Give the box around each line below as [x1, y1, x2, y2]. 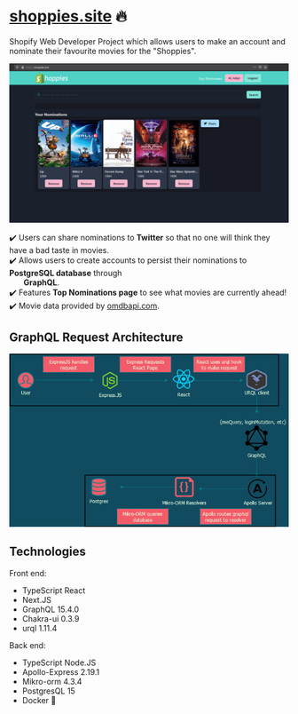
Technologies [9, 544, 87, 559]
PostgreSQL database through [9, 268, 122, 279]
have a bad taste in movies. [9, 245, 109, 256]
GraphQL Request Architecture [9, 329, 184, 345]
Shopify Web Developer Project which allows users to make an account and [9, 36, 286, 46]
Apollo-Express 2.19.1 [21, 666, 100, 677]
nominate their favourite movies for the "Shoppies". [9, 45, 197, 56]
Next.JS [21, 594, 51, 605]
